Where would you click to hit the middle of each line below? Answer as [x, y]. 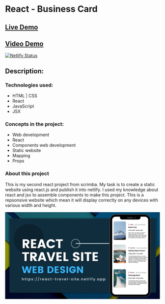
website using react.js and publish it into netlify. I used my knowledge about [82, 190]
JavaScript [23, 106]
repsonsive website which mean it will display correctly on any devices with [82, 200]
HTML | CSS [25, 96]
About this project [27, 174]
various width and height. [31, 205]
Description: [25, 71]
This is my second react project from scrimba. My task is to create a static [80, 184]
